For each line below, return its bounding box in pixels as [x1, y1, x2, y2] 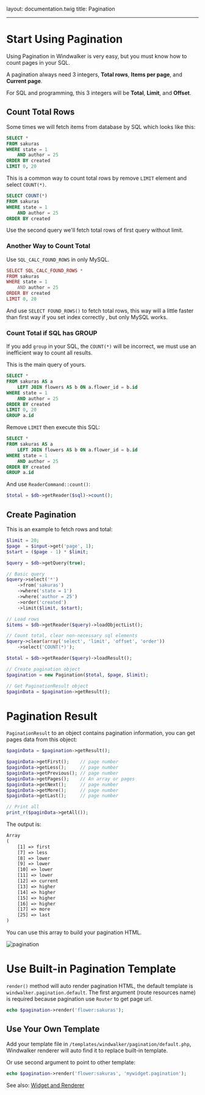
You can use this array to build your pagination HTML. [6, 929, 142, 936]
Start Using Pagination [6, 32, 123, 46]
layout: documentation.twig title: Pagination [6, 6, 115, 12]
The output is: [6, 820, 41, 828]
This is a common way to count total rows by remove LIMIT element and [6, 174, 187, 182]
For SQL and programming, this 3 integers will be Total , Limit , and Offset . [6, 89, 192, 97]
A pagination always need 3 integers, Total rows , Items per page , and [6, 70, 183, 78]
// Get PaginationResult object [6, 683, 88, 689]
